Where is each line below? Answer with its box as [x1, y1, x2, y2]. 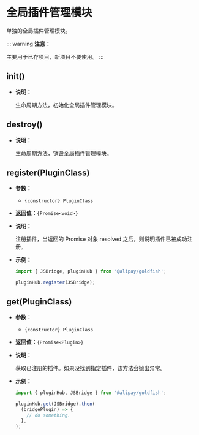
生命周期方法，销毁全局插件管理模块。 [15, 149, 112, 157]
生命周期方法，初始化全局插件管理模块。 [15, 101, 118, 108]
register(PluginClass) [6, 167, 90, 178]
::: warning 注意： [6, 40, 51, 47]
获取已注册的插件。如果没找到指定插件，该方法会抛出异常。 [15, 364, 166, 371]
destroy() [6, 119, 43, 130]
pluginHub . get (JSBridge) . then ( [15, 401, 96, 407]
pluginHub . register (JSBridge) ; [15, 279, 96, 286]
